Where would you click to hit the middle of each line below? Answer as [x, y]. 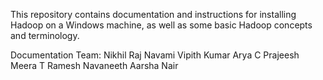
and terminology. [45, 35]
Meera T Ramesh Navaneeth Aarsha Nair [94, 65]
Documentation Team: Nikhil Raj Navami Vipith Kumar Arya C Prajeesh [155, 55]
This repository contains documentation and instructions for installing [153, 14]
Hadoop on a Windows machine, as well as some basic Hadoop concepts [161, 25]
